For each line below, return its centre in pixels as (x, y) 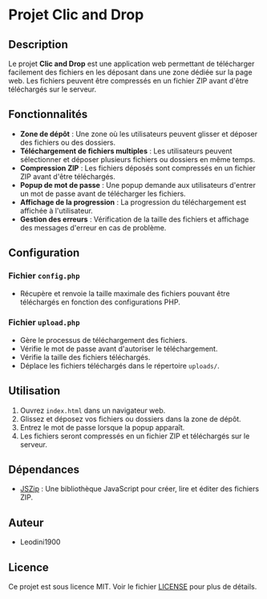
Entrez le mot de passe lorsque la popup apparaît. (102, 427)
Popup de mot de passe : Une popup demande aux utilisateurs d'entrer (138, 185)
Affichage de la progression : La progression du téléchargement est (133, 202)
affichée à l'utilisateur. (57, 210)
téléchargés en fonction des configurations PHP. (100, 302)
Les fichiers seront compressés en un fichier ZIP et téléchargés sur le (135, 436)
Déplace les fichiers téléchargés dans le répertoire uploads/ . (119, 365)
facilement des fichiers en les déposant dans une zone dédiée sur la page (130, 72)
